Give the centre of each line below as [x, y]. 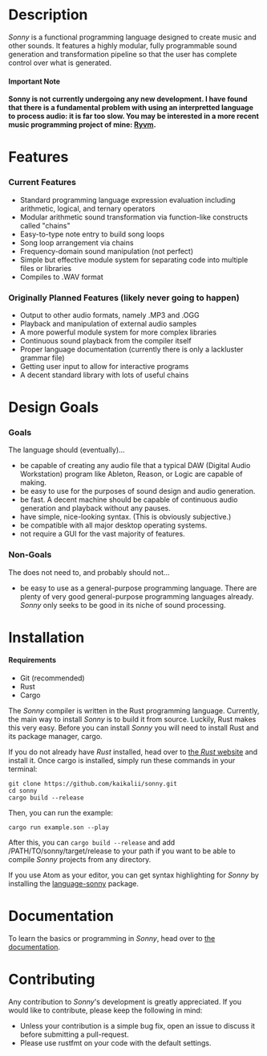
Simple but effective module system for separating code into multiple [134, 260]
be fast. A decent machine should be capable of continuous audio [129, 499]
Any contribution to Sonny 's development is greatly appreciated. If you [125, 1001]
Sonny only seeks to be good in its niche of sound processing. [123, 605]
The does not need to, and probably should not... [89, 572]
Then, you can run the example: [61, 813]
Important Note [34, 81]
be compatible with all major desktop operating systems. [113, 525]
